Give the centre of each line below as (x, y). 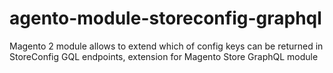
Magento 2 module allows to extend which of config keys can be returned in (166, 46)
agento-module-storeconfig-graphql (165, 18)
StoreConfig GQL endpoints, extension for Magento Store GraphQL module (164, 56)
